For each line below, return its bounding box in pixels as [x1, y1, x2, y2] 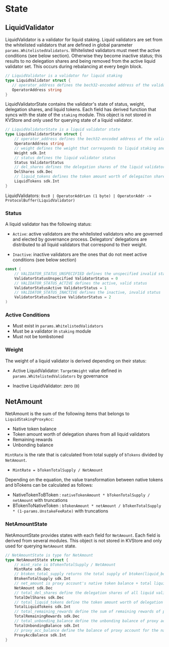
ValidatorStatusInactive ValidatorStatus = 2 [14, 295, 112, 300]
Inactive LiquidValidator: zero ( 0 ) [12, 383, 80, 389]
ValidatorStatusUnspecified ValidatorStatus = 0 [14, 276, 118, 281]
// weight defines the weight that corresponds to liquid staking [14, 146, 156, 151]
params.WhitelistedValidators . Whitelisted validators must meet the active [5, 48, 160, 53]
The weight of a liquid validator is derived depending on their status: [5, 357, 147, 364]
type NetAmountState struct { [5, 557, 69, 563]
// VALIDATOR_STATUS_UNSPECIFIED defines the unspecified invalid [14, 271, 156, 276]
